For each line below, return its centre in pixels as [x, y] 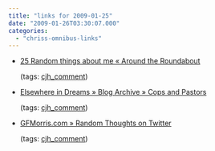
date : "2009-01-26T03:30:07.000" [64, 23]
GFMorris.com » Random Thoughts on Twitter [95, 123]
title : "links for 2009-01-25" [61, 16]
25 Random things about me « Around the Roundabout [110, 61]
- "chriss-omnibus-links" [59, 38]
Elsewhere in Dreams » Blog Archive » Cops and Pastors [113, 92]
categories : [28, 31]
